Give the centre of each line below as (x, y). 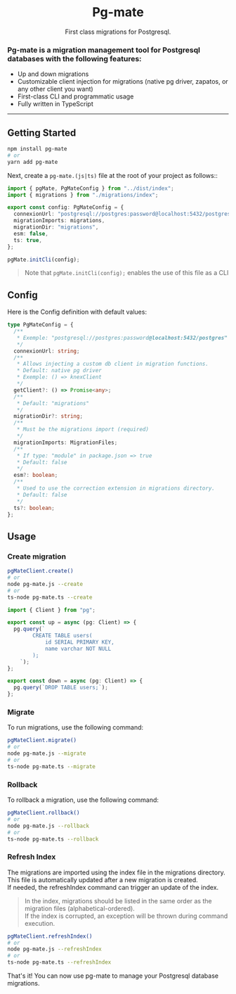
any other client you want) (55, 89)
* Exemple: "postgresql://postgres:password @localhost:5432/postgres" (122, 338)
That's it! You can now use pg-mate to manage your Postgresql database (113, 976)
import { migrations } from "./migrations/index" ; (83, 195)
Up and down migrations (53, 74)
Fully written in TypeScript (55, 104)
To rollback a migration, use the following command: (83, 800)
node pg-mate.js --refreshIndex (54, 949)
